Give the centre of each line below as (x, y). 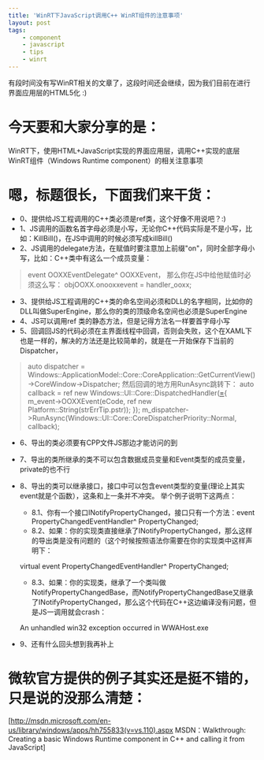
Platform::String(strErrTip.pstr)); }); (84, 410)
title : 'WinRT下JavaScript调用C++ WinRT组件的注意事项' (96, 15)
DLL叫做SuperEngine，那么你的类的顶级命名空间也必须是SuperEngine (133, 311)
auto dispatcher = (56, 366)
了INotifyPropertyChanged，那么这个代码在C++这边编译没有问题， (140, 602)
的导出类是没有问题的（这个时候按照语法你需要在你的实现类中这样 (138, 540)
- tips (33, 52)
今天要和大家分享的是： (84, 128)
